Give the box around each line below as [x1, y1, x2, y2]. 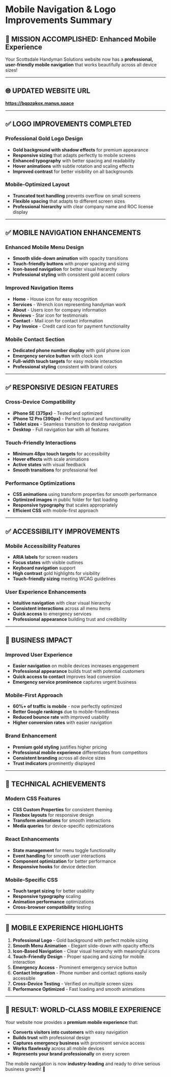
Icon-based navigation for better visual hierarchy [12, 266, 117, 272]
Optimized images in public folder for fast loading [12, 496, 118, 503]
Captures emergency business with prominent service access [12, 1040, 145, 1046]
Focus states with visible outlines [12, 560, 83, 566]
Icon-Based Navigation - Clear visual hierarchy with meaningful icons [12, 948, 160, 954]
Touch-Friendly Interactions [5, 439, 76, 446]
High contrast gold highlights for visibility [12, 570, 100, 577]
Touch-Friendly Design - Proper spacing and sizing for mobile [12, 953, 145, 960]
